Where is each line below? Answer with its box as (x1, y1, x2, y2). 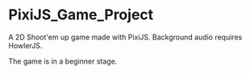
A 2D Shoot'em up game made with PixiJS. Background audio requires (8, 32, 243, 42)
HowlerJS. (8, 40, 43, 50)
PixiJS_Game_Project (8, 6, 154, 24)
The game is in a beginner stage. (8, 56, 118, 66)
